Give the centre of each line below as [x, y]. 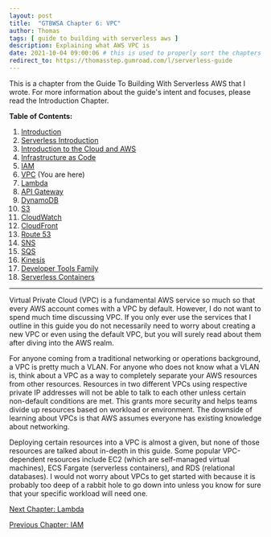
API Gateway [42, 191]
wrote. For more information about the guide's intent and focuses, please [130, 92]
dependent [27, 459]
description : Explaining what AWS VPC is [80, 46]
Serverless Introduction [60, 140]
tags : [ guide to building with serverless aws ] [94, 38]
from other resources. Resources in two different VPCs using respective [128, 383]
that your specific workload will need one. [78, 493]
